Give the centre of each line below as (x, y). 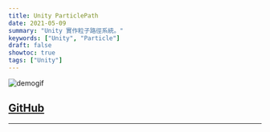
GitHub (27, 108)
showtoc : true (32, 53)
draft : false (30, 46)
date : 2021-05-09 (37, 23)
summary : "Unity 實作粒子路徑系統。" (66, 30)
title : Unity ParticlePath (53, 16)
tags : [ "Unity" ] (35, 61)
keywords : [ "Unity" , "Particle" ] (64, 38)
